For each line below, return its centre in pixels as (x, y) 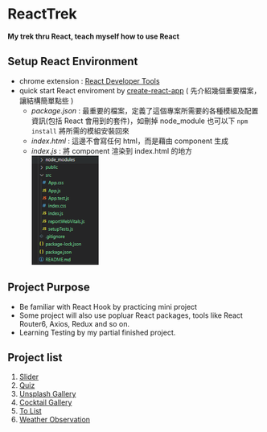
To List (30, 411)
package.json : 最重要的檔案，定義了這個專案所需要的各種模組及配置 (145, 110)
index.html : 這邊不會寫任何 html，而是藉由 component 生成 (129, 141)
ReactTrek (42, 14)
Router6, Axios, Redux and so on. (74, 323)
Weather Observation (54, 420)
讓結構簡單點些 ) (46, 101)
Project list (35, 358)
